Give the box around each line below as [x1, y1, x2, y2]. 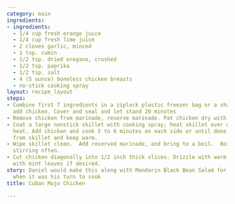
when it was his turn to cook [13, 173, 101, 180]
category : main [6, 10, 51, 18]
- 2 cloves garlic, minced [13, 43, 92, 50]
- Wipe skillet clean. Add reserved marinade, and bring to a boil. [6, 141, 215, 148]
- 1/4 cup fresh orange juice [13, 29, 101, 37]
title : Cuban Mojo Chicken [6, 179, 86, 186]
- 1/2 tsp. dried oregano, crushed [13, 56, 117, 63]
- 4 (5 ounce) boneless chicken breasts [13, 75, 133, 83]
